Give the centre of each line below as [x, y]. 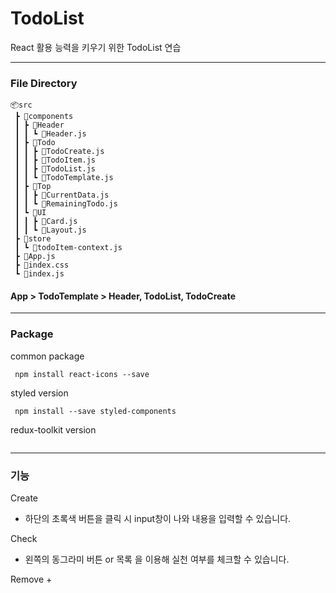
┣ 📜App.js [35, 257]
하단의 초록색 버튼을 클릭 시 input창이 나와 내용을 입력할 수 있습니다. [158, 519]
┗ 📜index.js [39, 274]
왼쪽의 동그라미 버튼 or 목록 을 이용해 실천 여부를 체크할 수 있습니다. [157, 559]
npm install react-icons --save [82, 374]
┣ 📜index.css [42, 265]
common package [47, 356]
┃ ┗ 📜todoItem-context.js [68, 248]
